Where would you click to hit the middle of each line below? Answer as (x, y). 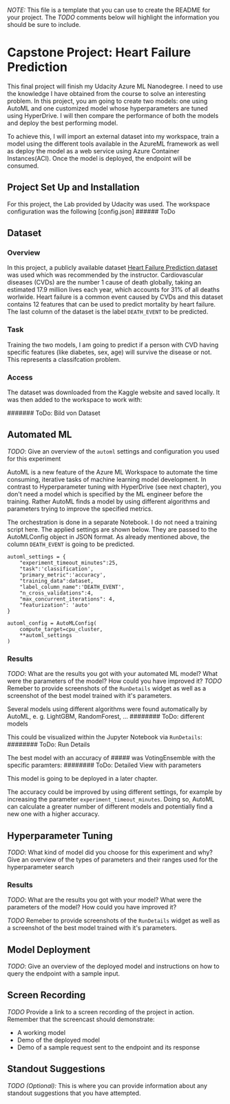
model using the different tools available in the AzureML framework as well (113, 144)
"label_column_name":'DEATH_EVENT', (72, 587)
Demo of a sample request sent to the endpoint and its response (108, 1047)
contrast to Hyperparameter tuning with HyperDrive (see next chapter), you (114, 487)
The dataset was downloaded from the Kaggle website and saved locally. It (114, 392)
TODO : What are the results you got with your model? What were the (104, 900)
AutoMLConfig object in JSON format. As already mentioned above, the (108, 536)
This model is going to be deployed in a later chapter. (83, 779)
